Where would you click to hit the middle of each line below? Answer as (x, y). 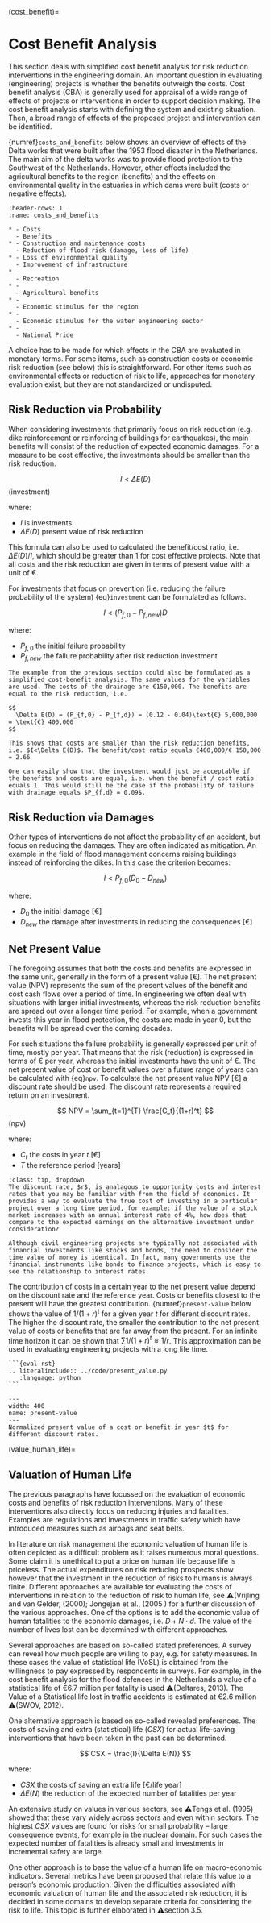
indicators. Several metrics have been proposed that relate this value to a (130, 1876)
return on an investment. (49, 1095)
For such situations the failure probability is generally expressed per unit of (133, 1044)
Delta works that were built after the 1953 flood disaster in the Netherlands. (133, 150)
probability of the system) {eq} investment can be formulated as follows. (127, 596)
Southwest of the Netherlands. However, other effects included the (120, 168)
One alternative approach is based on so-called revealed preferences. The (132, 1721)
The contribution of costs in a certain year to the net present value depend (132, 1286)
